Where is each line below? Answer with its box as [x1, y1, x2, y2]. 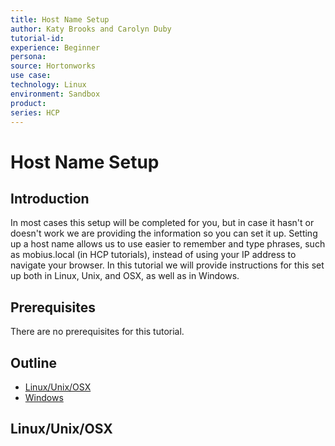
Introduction [10, 190, 90, 207]
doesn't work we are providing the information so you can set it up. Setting [10, 227, 318, 240]
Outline [10, 354, 57, 371]
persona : [10, 52, 47, 62]
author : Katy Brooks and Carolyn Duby [10, 24, 172, 34]
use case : [10, 71, 52, 81]
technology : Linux [10, 80, 87, 90]
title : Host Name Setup [10, 14, 110, 25]
